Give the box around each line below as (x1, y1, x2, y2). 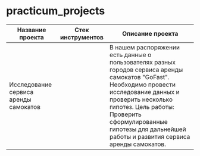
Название (17, 26, 46, 34)
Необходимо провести (109, 80, 176, 89)
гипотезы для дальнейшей (109, 125, 186, 133)
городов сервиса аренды (109, 65, 183, 74)
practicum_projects (6, 4, 105, 18)
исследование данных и (109, 88, 180, 96)
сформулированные (109, 117, 168, 126)
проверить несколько (109, 95, 173, 104)
